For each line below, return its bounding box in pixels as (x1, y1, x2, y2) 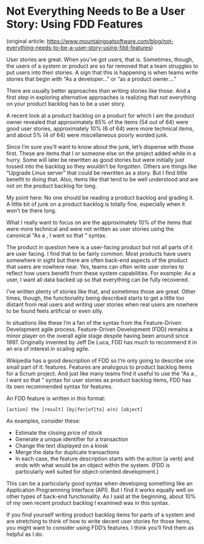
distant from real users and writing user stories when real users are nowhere (6, 300, 199, 308)
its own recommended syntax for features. (6, 383, 113, 390)
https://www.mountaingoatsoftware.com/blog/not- (46, 37, 174, 45)
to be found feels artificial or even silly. (6, 307, 104, 314)
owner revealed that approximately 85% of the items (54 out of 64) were (6, 118, 189, 126)
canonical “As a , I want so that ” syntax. (6, 231, 107, 239)
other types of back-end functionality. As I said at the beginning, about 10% (6, 493, 196, 500)
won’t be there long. (6, 206, 57, 214)
